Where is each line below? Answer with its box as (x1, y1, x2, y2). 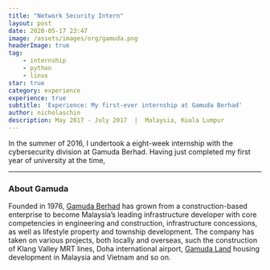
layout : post (8, 19, 52, 27)
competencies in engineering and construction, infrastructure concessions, (8, 219, 258, 228)
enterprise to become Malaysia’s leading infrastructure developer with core (8, 210, 257, 219)
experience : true (8, 94, 67, 102)
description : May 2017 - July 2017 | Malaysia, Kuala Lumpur (8, 117, 225, 125)
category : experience (8, 86, 81, 95)
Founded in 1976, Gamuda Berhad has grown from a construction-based (8, 202, 247, 211)
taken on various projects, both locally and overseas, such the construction (8, 235, 258, 245)
